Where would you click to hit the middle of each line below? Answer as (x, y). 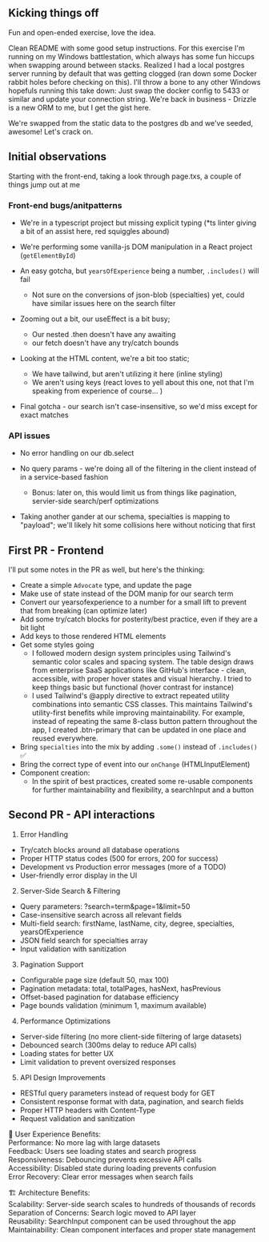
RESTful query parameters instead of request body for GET (118, 1093)
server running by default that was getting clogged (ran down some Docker (133, 73)
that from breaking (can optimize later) (84, 611)
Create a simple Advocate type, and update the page (106, 585)
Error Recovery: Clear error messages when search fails (101, 1176)
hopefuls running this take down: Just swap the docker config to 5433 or (129, 90)
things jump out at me (44, 184)
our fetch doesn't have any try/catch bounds (105, 343)
